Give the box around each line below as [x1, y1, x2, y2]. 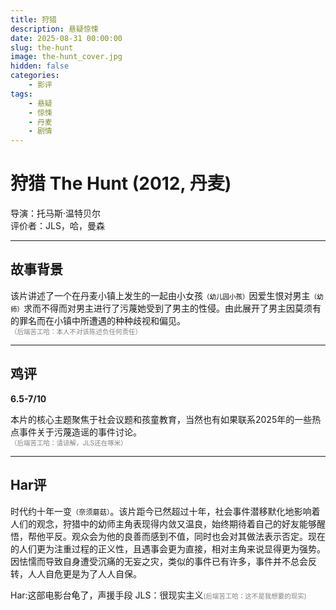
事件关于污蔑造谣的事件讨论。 [18, 426, 142, 438]
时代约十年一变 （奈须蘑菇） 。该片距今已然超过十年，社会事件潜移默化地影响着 [10, 505, 321, 517]
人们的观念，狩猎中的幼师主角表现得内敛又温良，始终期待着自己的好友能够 [10, 517, 317, 530]
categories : [10, 71, 60, 81]
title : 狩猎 [10, 14, 57, 25]
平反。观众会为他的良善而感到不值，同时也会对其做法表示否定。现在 [44, 530, 326, 542]
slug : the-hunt [10, 42, 74, 53]
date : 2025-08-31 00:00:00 [10, 33, 123, 43]
